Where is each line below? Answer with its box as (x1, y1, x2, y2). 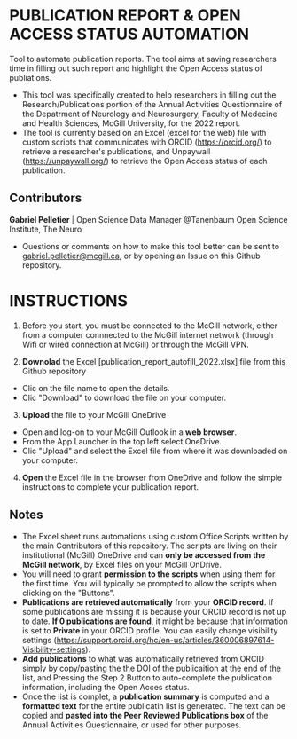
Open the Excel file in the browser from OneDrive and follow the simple (21, 472, 282, 483)
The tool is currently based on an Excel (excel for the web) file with (21, 127, 267, 138)
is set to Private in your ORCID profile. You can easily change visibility (21, 625, 278, 635)
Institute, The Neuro (9, 224, 82, 234)
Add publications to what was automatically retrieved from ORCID (21, 653, 264, 664)
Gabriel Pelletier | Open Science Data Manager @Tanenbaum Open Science (9, 214, 288, 224)
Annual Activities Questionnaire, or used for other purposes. (21, 719, 242, 730)
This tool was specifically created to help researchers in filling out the (21, 90, 277, 100)
